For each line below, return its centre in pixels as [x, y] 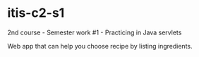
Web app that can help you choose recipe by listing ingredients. [100, 46]
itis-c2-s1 [36, 13]
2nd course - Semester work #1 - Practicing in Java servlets [95, 32]
